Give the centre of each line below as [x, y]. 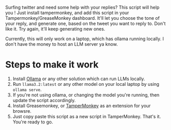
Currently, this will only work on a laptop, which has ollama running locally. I [84, 39]
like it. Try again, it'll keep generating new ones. [55, 29]
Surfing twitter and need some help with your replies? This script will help [82, 7]
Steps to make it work [52, 65]
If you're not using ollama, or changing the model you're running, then [86, 95]
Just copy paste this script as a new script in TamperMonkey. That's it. [87, 116]
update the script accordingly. [44, 100]
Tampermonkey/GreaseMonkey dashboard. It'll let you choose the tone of [82, 18]
